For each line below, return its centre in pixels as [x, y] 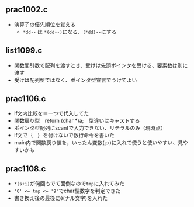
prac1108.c [26, 169]
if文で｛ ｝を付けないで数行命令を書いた [64, 135]
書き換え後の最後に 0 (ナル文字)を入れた [61, 198]
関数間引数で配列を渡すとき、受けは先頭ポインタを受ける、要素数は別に [101, 65]
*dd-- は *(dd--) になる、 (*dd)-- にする [70, 32]
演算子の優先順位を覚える [45, 24]
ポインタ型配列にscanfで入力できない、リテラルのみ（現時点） [90, 128]
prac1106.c [26, 99]
